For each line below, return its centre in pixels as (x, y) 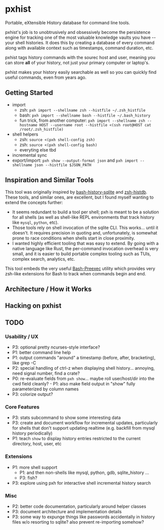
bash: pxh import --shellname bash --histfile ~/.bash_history (85, 115)
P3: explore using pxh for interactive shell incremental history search (81, 483)
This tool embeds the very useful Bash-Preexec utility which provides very (80, 268)
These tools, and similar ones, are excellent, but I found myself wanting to (80, 197)
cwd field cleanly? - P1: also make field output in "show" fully (74, 384)
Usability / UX (22, 336)
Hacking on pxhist (33, 306)
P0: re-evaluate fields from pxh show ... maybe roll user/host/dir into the (83, 379)
